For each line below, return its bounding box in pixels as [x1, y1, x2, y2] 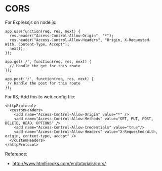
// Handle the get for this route [9, 63, 81, 68]
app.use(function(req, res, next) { [5, 29, 81, 34]
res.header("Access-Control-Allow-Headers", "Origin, [9, 38, 122, 43]
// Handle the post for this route [7, 81, 81, 85]
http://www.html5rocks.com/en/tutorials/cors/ [12, 160, 106, 166]
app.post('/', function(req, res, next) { [5, 76, 94, 82]
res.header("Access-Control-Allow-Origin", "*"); [9, 33, 114, 38]
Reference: [5, 151, 28, 157]
